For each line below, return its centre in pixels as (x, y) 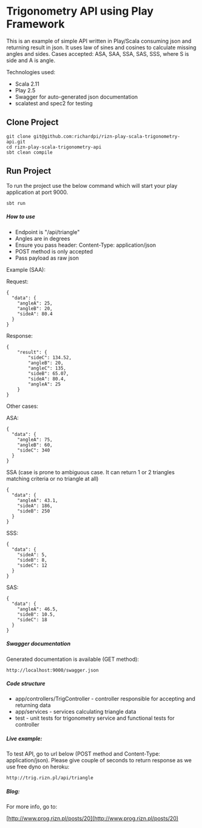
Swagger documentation (39, 644)
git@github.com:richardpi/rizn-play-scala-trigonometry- (107, 136)
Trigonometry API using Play (80, 11)
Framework (35, 24)
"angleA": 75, (35, 440)
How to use (21, 216)
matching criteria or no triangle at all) (52, 478)
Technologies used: (31, 72)
